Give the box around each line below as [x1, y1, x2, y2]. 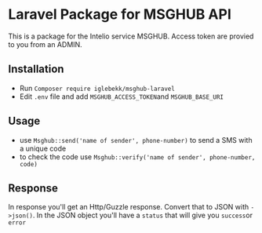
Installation [8, 63, 64, 76]
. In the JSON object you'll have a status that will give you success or [32, 210, 253, 220]
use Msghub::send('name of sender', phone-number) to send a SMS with [19, 135, 253, 144]
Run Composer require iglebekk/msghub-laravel [19, 83, 175, 93]
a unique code [19, 144, 67, 153]
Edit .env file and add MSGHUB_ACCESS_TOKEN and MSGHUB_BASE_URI [19, 92, 224, 101]
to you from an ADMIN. [8, 39, 82, 49]
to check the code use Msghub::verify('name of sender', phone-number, [19, 151, 256, 162]
